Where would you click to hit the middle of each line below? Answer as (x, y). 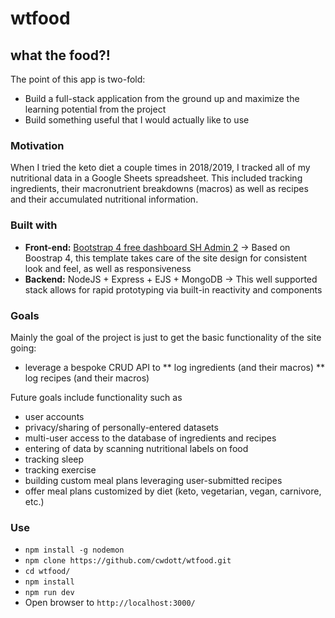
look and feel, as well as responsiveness (108, 268)
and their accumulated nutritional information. (104, 199)
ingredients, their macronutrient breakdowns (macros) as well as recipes (159, 189)
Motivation (37, 145)
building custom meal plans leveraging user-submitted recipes (153, 480)
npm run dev (49, 593)
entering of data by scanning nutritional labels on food (136, 448)
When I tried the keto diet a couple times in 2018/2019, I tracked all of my (160, 168)
